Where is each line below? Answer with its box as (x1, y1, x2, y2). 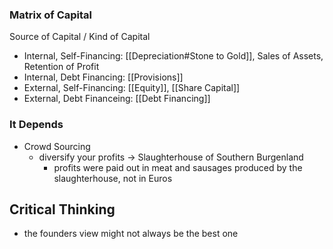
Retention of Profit (23, 61, 100, 73)
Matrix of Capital (9, 8, 93, 22)
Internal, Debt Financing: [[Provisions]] (23, 71, 184, 83)
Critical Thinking (9, 201, 116, 218)
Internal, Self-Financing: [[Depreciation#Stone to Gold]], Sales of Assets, (23, 50, 324, 62)
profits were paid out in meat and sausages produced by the (53, 161, 303, 173)
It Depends (9, 118, 64, 132)
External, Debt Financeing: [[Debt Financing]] (23, 93, 211, 105)
